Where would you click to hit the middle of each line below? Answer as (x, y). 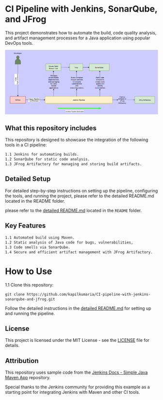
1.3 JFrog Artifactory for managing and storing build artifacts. (73, 164)
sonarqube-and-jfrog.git (30, 299)
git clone (15, 294)
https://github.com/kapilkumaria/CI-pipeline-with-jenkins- (89, 294)
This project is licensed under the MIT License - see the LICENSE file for (77, 340)
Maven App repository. (28, 378)
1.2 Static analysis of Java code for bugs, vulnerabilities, (69, 242)
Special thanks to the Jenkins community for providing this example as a (78, 387)
